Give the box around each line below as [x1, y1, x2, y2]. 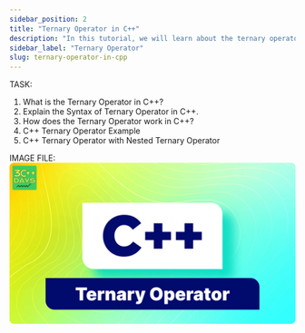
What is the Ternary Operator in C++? [22, 96, 164, 108]
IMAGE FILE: [9, 152, 56, 163]
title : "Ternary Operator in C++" [9, 24, 141, 34]
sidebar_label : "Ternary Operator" [9, 44, 144, 53]
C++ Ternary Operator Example [22, 125, 141, 136]
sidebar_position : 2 [9, 15, 88, 24]
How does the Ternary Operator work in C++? [22, 116, 195, 127]
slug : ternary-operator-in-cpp [9, 53, 128, 63]
